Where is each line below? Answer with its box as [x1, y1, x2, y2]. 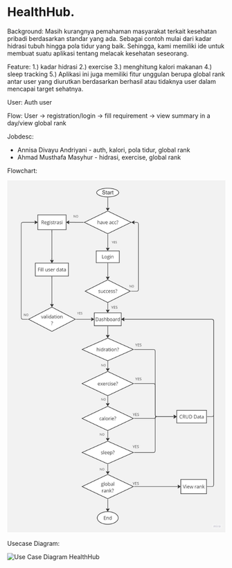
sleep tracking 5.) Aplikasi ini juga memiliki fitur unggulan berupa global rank [7, 70, 225, 78]
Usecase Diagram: [7, 539, 60, 547]
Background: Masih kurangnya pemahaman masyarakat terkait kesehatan [7, 27, 217, 35]
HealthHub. [7, 4, 75, 20]
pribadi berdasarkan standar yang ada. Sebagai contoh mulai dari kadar [7, 34, 212, 42]
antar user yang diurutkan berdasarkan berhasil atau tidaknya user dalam [7, 77, 216, 85]
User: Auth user [7, 98, 53, 106]
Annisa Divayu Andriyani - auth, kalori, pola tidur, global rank [17, 145, 190, 154]
